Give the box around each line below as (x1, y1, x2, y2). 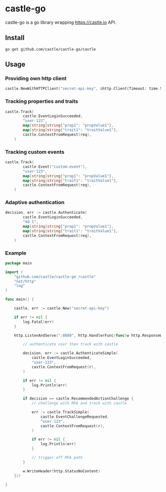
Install (5, 34, 25, 42)
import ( (5, 269, 23, 274)
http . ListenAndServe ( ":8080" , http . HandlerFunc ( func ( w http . (14, 333, 142, 338)
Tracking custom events (5, 148, 65, 155)
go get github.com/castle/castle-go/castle (5, 46, 96, 52)
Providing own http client (5, 75, 67, 82)
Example (5, 249, 27, 256)
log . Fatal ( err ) (23, 319, 54, 324)
